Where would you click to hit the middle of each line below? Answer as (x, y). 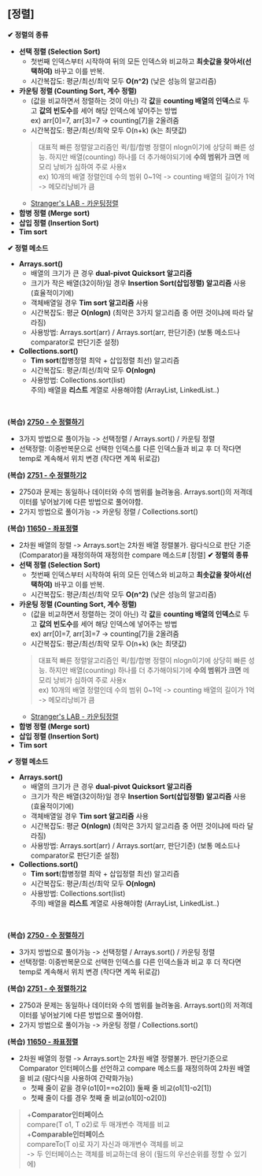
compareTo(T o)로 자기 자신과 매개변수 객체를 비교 (105, 1144)
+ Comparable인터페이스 (65, 1134)
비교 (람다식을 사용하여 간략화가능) (80, 1077)
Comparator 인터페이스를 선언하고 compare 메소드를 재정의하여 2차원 (127, 1068)
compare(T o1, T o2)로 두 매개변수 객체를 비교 (98, 1124)
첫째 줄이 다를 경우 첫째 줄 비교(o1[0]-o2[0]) (98, 1097)
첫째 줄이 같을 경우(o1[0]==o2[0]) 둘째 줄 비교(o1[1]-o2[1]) (121, 1088)
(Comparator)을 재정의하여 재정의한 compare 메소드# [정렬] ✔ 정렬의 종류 (133, 555)
